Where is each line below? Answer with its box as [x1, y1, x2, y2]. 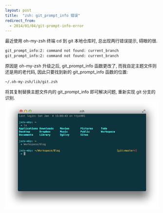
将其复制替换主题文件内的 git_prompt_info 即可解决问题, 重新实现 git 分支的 [5, 88, 156, 95]
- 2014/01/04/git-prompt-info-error [9, 23, 84, 28]
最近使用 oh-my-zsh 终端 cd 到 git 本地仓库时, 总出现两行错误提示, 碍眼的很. [5, 38, 158, 44]
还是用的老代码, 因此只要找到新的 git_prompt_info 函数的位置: [5, 69, 128, 75]
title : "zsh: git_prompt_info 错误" [5, 13, 81, 18]
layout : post [5, 8, 32, 13]
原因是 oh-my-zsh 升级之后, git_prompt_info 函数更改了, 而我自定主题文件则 [5, 63, 157, 68]
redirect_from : [5, 18, 36, 23]
